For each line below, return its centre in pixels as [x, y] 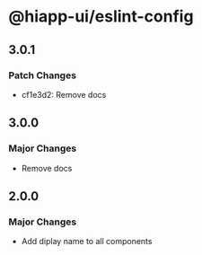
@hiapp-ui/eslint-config [101, 17]
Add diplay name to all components [87, 242]
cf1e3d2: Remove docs [64, 94]
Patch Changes [43, 75]
